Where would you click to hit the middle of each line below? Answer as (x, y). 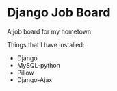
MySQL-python (38, 65)
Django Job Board (59, 13)
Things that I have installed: (46, 44)
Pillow (25, 73)
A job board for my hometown (49, 31)
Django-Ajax (35, 79)
